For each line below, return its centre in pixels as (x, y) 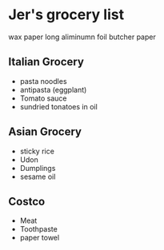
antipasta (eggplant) (53, 89)
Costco (27, 201)
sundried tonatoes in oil (58, 106)
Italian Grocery (46, 62)
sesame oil (38, 177)
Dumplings (38, 168)
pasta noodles (43, 81)
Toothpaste (38, 229)
